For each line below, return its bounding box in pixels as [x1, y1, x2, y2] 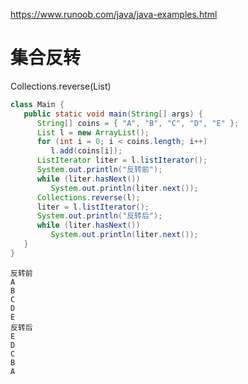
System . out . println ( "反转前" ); [36, 165, 163, 175]
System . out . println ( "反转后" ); [36, 211, 163, 221]
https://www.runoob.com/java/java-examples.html [10, 9, 218, 20]
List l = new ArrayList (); [36, 127, 150, 138]
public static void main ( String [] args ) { [23, 109, 203, 119]
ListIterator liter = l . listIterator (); [36, 155, 208, 166]
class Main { [10, 99, 65, 109]
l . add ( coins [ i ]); [50, 146, 123, 156]
